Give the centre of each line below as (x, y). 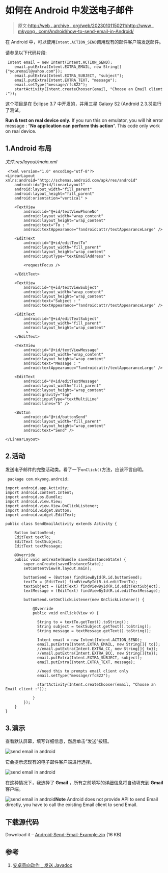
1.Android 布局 (29, 148)
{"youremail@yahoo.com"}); (34, 71)
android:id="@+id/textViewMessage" (61, 350)
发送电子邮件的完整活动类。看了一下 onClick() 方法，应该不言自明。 (76, 469)
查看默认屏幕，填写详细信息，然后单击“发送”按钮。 (59, 741)
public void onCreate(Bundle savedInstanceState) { (70, 559)
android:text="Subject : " (52, 301)
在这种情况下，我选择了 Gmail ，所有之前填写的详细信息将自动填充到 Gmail (84, 783)
